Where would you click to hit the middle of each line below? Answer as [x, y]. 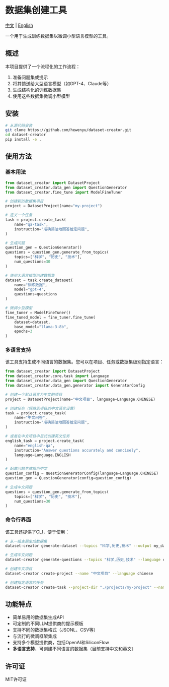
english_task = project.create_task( [45, 441]
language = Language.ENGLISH [43, 455]
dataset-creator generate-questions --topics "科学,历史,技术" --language [83, 560]
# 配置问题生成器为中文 [26, 469]
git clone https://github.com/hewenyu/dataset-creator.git [68, 130]
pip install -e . [23, 140]
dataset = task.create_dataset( [39, 280]
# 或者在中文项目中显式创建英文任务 [37, 436]
